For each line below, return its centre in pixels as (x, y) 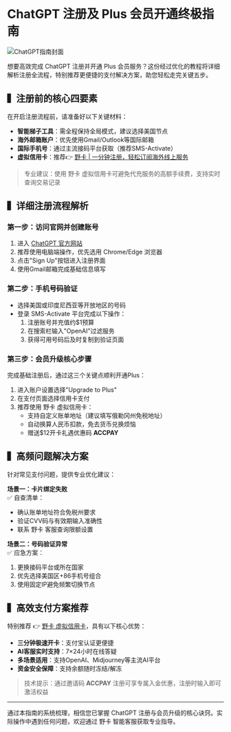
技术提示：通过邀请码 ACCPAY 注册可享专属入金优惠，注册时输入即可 (122, 683)
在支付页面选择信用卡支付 (53, 399)
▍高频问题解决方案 (48, 457)
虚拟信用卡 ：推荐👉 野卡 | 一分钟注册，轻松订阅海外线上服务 (103, 157)
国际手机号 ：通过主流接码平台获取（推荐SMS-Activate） (97, 148)
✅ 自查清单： (26, 497)
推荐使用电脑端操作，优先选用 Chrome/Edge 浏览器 (90, 252)
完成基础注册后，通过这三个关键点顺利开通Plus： (76, 375)
